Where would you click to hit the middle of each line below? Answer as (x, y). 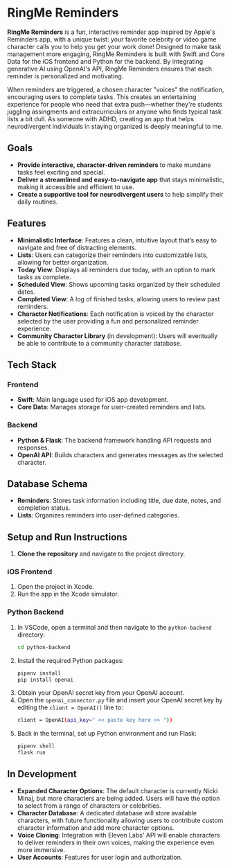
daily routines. (37, 202)
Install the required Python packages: (71, 660)
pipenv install (39, 673)
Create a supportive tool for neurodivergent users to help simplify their (120, 194)
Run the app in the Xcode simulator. (68, 594)
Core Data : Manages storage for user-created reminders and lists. (111, 407)
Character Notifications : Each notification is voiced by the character (115, 314)
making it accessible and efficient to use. (75, 187)
